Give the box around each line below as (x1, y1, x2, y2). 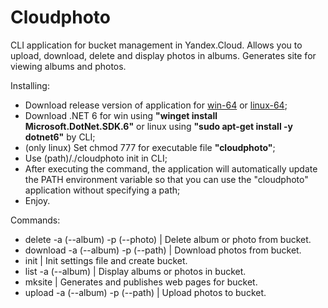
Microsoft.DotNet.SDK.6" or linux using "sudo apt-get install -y (24, 120, 293, 132)
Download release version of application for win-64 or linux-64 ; (24, 99, 288, 111)
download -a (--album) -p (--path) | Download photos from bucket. (24, 244, 302, 256)
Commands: (10, 214, 61, 226)
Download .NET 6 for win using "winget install (24, 109, 218, 121)
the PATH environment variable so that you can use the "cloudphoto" (24, 173, 309, 185)
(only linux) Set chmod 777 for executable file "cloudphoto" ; (24, 141, 276, 153)
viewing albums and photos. (10, 60, 127, 72)
